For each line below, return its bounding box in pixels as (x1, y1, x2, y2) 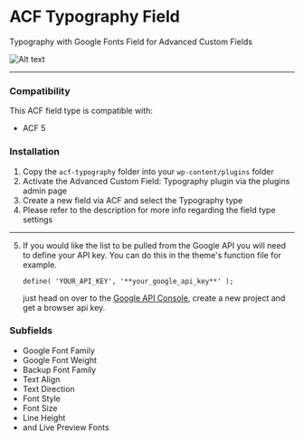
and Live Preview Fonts (22, 422, 110, 433)
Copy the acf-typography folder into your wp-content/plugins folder (22, 165, 274, 177)
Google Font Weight (22, 354, 98, 365)
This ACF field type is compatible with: (9, 106, 154, 117)
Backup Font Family (22, 364, 97, 375)
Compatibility (9, 84, 71, 97)
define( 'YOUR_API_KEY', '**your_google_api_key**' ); (22, 276, 234, 286)
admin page (22, 185, 68, 196)
